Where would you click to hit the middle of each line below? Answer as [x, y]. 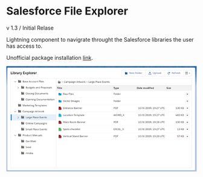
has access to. [24, 46]
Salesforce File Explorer [67, 11]
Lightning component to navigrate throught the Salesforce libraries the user [100, 39]
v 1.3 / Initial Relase [30, 28]
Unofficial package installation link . [50, 57]
